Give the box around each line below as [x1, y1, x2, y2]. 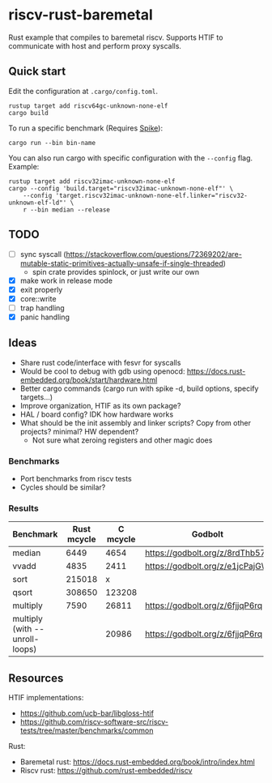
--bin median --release [29, 205, 111, 214]
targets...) [19, 391, 53, 402]
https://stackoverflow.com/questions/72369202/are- [66, 249, 243, 259]
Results [8, 503, 39, 514]
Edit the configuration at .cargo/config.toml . [8, 86, 158, 96]
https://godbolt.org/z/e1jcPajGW [144, 561, 270, 572]
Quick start [8, 65, 66, 79]
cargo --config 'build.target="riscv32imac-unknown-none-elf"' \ [8, 184, 233, 192]
